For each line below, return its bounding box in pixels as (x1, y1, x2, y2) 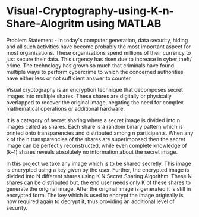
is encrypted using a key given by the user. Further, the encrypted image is (6, 166, 189, 173)
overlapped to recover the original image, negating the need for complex (6, 98, 184, 106)
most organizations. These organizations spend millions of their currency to (6, 49, 191, 56)
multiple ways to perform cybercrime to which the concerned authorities (6, 68, 184, 75)
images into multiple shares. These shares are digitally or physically (6, 92, 172, 100)
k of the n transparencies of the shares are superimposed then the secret (6, 135, 186, 142)
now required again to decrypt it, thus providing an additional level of (6, 198, 175, 205)
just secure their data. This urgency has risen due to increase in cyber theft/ (6, 55, 192, 63)
